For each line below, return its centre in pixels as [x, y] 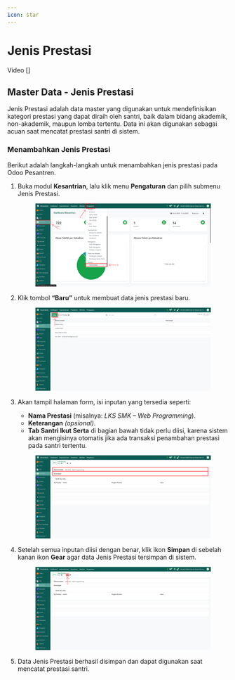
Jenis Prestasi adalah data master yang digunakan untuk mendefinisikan [112, 109]
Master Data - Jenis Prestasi [70, 92]
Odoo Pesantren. [32, 172]
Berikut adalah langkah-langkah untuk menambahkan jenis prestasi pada [112, 165]
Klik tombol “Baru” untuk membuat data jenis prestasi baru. [104, 297]
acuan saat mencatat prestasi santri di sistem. [74, 131]
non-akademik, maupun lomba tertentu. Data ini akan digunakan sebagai [112, 124]
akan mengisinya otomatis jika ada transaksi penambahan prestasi [123, 438]
